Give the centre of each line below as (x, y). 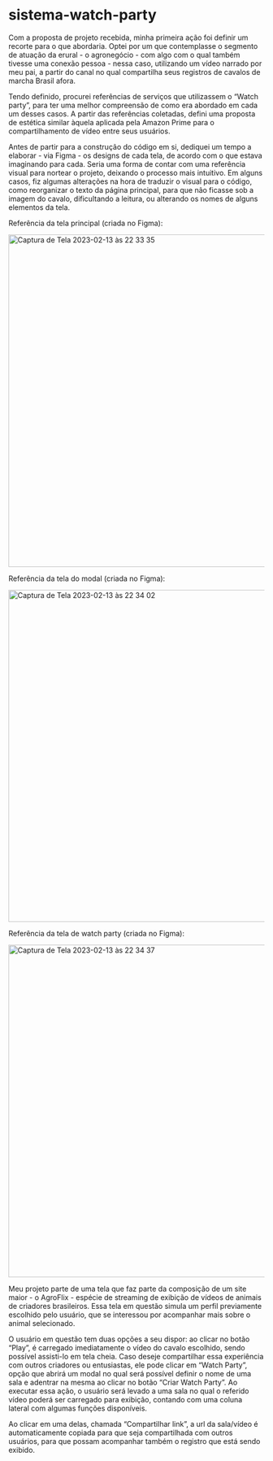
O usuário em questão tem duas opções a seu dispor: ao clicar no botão (129, 1339)
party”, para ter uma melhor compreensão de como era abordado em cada (133, 105)
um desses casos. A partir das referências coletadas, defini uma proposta (132, 113)
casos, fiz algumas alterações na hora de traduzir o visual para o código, (130, 181)
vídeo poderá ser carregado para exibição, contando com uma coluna (126, 1399)
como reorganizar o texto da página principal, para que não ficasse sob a (131, 190)
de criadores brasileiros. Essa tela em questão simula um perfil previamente (135, 1306)
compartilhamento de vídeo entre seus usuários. (89, 131)
